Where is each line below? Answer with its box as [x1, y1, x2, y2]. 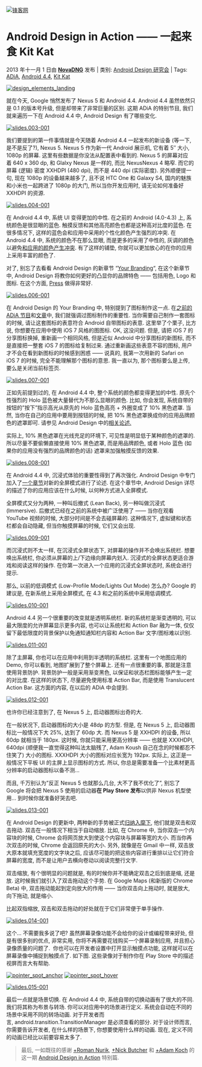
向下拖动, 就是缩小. [6, 892, 54, 899]
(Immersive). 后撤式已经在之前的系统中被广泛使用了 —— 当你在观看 [6, 507, 174, 514]
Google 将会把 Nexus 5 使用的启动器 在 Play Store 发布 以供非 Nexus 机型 [6, 786, 186, 794]
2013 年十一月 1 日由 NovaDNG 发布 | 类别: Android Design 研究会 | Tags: [6, 66, 188, 73]
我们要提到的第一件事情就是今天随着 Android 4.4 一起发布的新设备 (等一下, [6, 136, 192, 144]
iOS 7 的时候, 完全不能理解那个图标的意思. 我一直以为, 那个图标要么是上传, [6, 357, 190, 364]
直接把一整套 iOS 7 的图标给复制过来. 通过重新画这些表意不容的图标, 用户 [11, 342, 192, 349]
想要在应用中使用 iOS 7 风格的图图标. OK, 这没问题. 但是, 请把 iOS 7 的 [19, 326, 194, 334]
